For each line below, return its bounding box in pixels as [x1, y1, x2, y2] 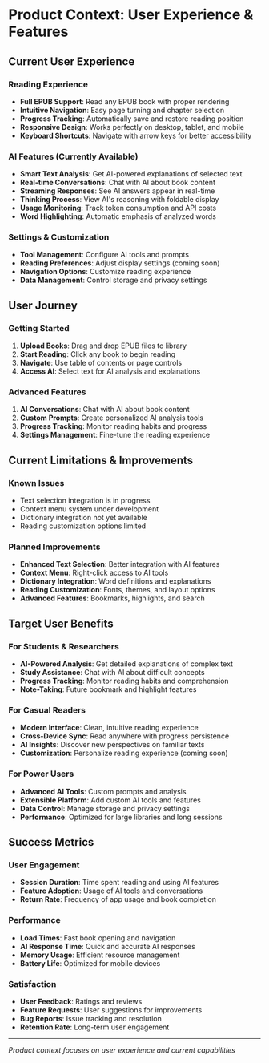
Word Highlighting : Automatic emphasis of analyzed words [19, 212, 216, 221]
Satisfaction [8, 978, 57, 989]
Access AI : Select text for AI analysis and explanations [19, 366, 201, 376]
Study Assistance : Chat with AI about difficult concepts [19, 668, 206, 677]
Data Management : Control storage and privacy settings [19, 275, 207, 285]
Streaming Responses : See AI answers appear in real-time [19, 186, 215, 196]
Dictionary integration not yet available [19, 513, 148, 523]
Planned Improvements [8, 541, 101, 552]
